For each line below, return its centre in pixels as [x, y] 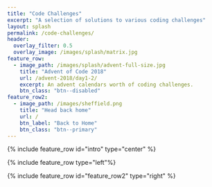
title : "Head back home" [55, 110]
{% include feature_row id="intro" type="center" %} [82, 149]
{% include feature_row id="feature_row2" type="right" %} [91, 176]
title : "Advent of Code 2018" [63, 71]
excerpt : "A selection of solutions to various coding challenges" [107, 20]
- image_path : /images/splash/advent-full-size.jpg [90, 65]
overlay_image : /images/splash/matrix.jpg [76, 53]
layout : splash [29, 26]
